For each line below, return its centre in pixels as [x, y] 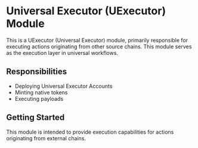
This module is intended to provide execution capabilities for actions [90, 132]
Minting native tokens [41, 92]
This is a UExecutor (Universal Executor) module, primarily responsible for [97, 40]
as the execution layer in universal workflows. [62, 53]
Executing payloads [39, 98]
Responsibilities [37, 72]
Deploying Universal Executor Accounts [64, 86]
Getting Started [35, 118]
